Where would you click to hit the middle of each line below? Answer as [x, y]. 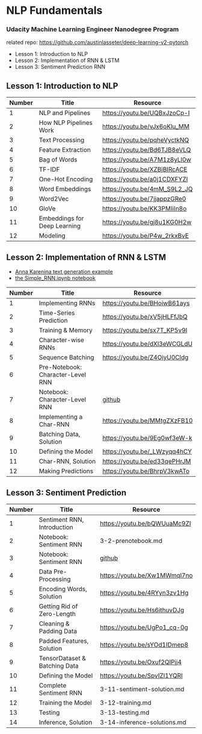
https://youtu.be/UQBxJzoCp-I [146, 113]
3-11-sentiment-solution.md [142, 689]
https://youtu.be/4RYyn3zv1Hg [144, 592]
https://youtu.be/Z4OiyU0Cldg [145, 357]
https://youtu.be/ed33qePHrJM [146, 462]
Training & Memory [66, 330]
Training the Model [65, 703]
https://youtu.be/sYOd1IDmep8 [144, 644]
